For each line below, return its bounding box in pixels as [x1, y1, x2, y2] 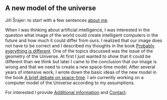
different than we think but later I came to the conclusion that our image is [5, 58, 157, 64]
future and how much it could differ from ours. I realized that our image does [5, 37, 163, 43]
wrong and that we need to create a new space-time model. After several [5, 64, 156, 70]
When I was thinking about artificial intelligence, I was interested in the [5, 27, 150, 33]
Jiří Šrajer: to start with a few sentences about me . [5, 17, 109, 23]
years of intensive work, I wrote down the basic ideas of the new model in [5, 69, 157, 75]
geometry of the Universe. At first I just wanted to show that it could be [5, 53, 151, 59]
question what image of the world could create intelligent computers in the [5, 32, 159, 38]
